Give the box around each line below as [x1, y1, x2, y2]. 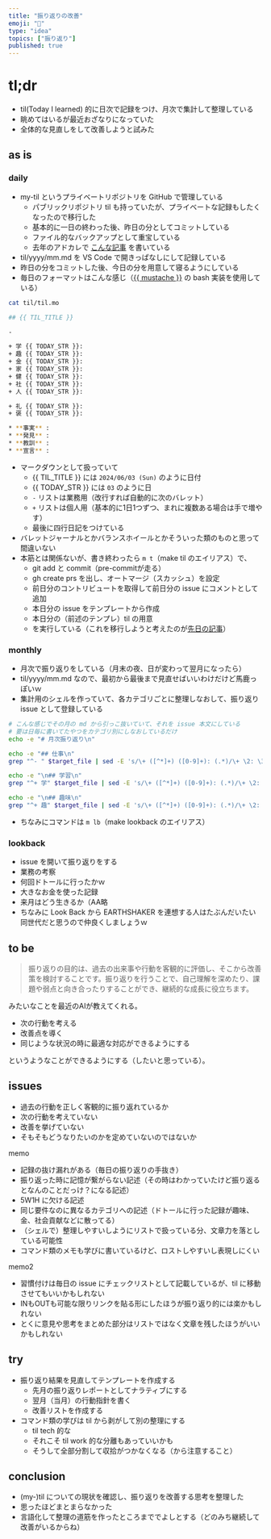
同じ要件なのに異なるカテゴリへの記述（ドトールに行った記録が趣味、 [19, 1205, 254, 1215]
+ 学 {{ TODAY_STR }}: [8, 342, 83, 351]
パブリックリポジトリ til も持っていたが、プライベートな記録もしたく [31, 202, 261, 211]
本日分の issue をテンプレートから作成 [31, 603, 160, 613]
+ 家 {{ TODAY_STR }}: [8, 365, 83, 373]
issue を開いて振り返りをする [19, 857, 118, 867]
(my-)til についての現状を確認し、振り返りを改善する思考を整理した [19, 1492, 244, 1502]
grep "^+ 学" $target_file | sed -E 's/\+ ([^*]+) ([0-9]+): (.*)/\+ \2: [8, 780, 261, 788]
